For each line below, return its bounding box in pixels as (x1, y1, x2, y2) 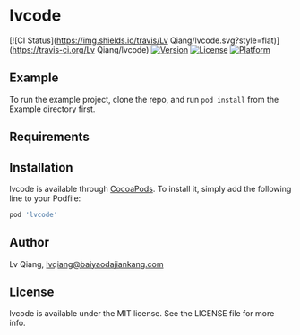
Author (9, 235, 49, 250)
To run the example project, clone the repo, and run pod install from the (9, 94, 279, 105)
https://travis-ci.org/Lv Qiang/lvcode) (12, 44, 150, 54)
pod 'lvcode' (9, 210, 58, 219)
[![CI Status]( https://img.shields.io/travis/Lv (9, 35, 168, 46)
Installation (9, 160, 73, 175)
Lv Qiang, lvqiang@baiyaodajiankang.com (9, 258, 164, 269)
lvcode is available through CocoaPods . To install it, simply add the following (9, 183, 292, 194)
